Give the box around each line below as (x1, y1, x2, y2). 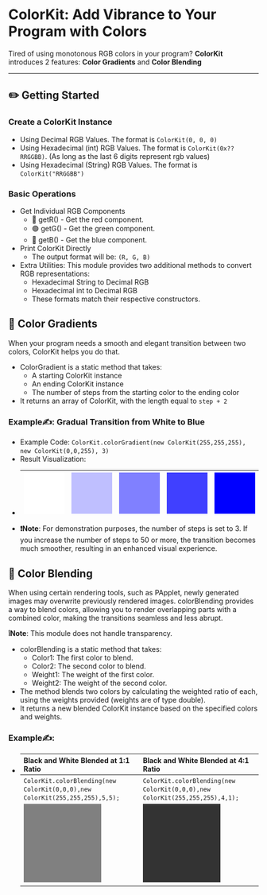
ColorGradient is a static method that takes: (19, 362, 163, 371)
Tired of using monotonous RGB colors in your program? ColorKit (8, 48, 223, 58)
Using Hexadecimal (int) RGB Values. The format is (19, 143, 187, 153)
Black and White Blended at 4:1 (142, 755, 250, 765)
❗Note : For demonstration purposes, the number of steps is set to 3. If (19, 524, 248, 533)
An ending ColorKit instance (31, 379, 125, 389)
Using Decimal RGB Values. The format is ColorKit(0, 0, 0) (19, 134, 218, 144)
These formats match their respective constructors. (31, 294, 201, 304)
